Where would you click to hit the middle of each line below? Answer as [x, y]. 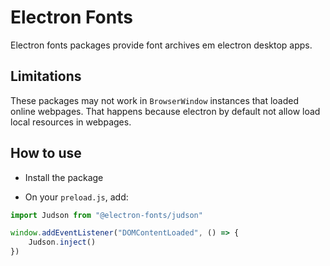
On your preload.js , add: [76, 197]
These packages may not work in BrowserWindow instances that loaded [155, 100]
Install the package [64, 177]
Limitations [46, 76]
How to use [46, 153]
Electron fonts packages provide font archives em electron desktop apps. [161, 45]
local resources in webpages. [71, 122]
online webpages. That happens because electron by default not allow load [165, 111]
